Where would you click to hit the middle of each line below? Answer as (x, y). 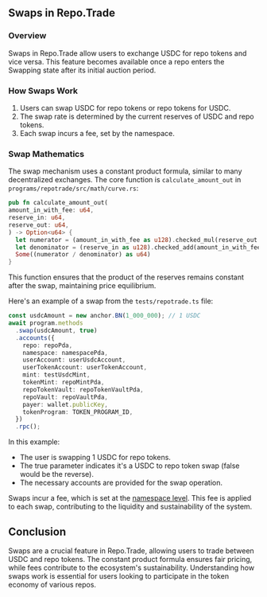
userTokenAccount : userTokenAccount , (85, 368)
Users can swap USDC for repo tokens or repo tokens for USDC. (125, 107)
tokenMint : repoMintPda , (64, 382)
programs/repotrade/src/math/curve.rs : (74, 188)
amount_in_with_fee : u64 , (51, 210)
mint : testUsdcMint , (56, 375)
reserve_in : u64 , (37, 218)
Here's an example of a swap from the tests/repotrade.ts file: (111, 301)
